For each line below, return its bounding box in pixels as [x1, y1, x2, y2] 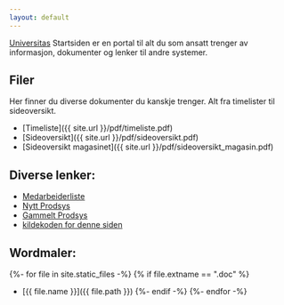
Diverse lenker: [9, 167, 96, 182]
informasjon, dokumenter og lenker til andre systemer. [9, 46, 208, 58]
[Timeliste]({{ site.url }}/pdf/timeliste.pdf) [21, 123, 174, 133]
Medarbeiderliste [21, 191, 85, 202]
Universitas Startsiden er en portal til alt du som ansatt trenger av [9, 37, 248, 48]
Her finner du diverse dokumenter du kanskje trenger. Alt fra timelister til [9, 96, 276, 107]
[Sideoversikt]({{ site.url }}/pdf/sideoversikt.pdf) [21, 132, 199, 143]
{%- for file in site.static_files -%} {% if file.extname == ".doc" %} [9, 269, 250, 280]
